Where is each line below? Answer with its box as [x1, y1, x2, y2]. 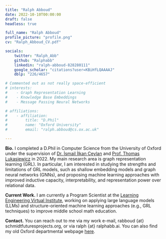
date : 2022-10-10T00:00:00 [5, 12, 61, 17]
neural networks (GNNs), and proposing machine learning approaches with [5, 171, 160, 177]
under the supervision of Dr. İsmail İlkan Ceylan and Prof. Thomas [5, 150, 140, 156]
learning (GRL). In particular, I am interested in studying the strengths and [5, 161, 156, 167]
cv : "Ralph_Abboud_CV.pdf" [5, 39, 61, 45]
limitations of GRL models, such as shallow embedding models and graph [5, 166, 156, 172]
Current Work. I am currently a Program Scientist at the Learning [5, 192, 139, 198]
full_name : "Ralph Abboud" [5, 30, 61, 35]
